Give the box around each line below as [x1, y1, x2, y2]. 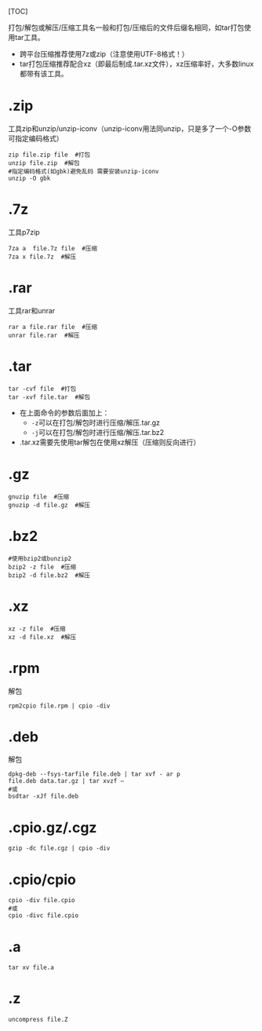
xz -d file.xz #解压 [8, 633, 77, 641]
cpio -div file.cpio [8, 897, 76, 905]
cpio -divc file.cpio [8, 912, 79, 919]
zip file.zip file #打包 [8, 151, 90, 159]
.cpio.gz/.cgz [8, 818, 97, 836]
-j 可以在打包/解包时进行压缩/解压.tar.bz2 [31, 427, 165, 437]
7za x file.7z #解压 [8, 253, 77, 261]
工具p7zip [8, 227, 41, 236]
